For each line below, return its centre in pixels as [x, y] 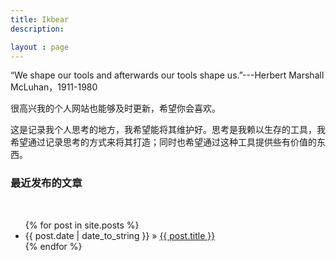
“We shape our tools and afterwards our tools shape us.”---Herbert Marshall [167, 75]
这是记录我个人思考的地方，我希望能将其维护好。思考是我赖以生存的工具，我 [168, 130]
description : [37, 29]
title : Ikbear [40, 19]
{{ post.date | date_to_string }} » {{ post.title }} [120, 235]
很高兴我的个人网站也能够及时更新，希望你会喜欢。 [115, 108]
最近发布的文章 [46, 183]
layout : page [40, 47]
